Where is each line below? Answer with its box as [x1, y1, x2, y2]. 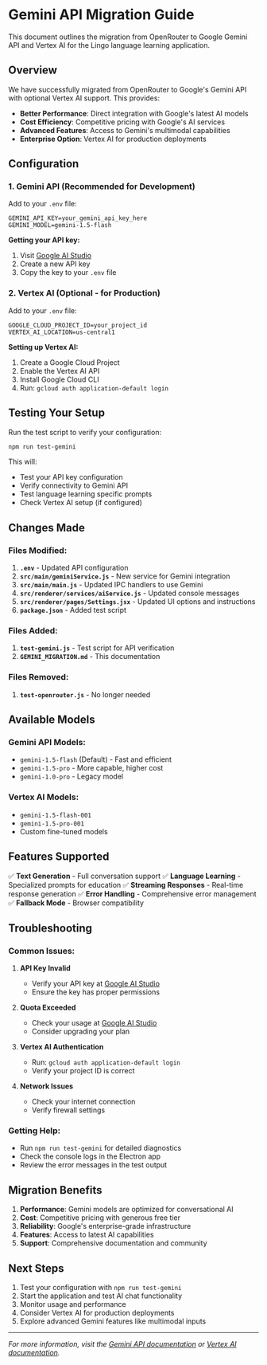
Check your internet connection [31, 1097, 136, 1107]
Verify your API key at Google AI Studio [31, 979, 161, 989]
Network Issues [19, 1081, 74, 1091]
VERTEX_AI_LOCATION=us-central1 [8, 328, 115, 336]
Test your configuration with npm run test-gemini [19, 1283, 182, 1292]
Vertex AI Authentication [19, 1042, 104, 1052]
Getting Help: [8, 1125, 61, 1136]
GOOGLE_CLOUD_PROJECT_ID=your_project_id [8, 321, 148, 329]
